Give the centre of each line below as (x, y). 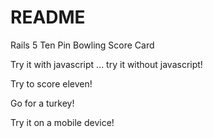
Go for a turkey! (42, 103)
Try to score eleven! (51, 83)
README (48, 17)
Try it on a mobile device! (62, 122)
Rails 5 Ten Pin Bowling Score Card (82, 45)
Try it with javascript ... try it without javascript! (106, 64)
